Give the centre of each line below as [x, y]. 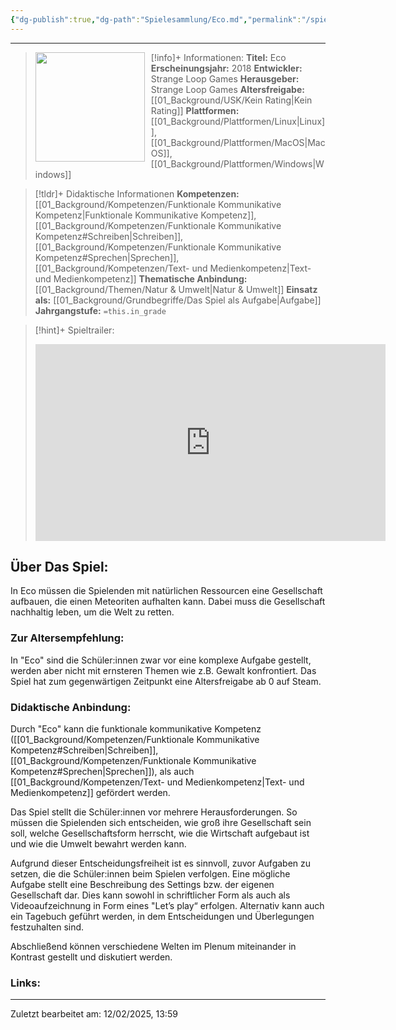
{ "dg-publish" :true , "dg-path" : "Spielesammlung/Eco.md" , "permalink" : [156, 19]
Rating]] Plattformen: [195, 110]
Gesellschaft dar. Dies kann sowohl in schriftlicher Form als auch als [150, 895]
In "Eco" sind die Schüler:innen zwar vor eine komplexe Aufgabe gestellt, [161, 660]
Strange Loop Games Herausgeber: [225, 78]
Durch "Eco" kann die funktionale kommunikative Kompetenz [136, 729]
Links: [25, 983]
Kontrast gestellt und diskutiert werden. [91, 957]
